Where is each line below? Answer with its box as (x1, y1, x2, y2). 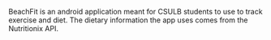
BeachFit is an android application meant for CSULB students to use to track (8, 7, 263, 16)
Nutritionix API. (8, 24, 59, 33)
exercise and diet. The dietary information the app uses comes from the (8, 15, 248, 25)
